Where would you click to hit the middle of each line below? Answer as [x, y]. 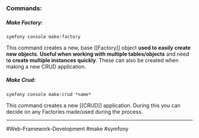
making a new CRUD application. [46, 66]
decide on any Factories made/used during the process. [75, 111]
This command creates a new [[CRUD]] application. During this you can [93, 105]
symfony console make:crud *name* [49, 94]
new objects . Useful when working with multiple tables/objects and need [98, 54]
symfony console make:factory [44, 37]
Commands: [24, 8]
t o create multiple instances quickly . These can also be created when [92, 60]
